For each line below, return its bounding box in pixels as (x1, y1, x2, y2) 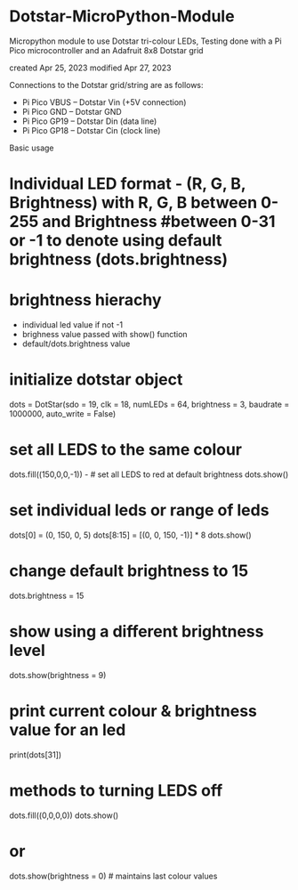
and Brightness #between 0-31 (42, 212, 276, 232)
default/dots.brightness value (21, 338, 131, 349)
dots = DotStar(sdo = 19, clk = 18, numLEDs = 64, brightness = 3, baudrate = (9, 399, 290, 409)
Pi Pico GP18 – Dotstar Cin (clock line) (21, 125, 161, 135)
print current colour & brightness (9, 700, 258, 721)
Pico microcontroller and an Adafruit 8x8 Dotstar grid (9, 44, 204, 55)
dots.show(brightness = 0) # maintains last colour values (9, 870, 218, 881)
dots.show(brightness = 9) (9, 669, 107, 680)
